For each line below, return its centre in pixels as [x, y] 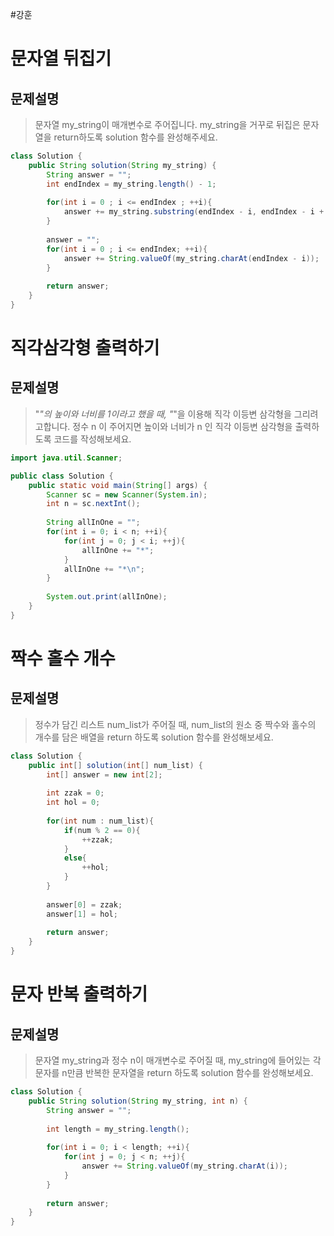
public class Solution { [62, 476]
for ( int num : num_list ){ [100, 821]
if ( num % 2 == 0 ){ [102, 830]
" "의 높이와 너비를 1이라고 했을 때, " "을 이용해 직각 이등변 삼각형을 [163, 414]
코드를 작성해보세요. [92, 439]
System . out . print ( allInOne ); [107, 597]
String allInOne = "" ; [93, 523]
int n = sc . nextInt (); [93, 504]
